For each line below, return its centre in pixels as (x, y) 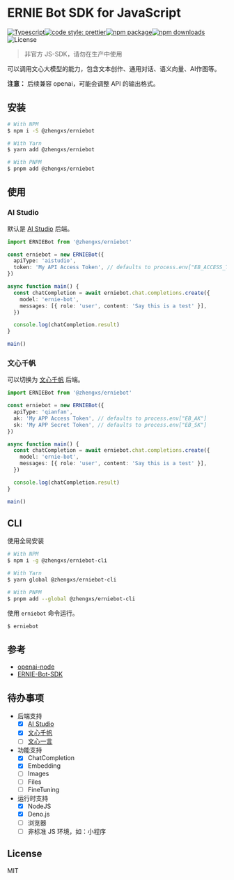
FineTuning (44, 789)
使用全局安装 (25, 541)
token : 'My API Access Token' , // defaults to (82, 267)
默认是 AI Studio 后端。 (40, 229)
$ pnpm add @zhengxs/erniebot (51, 169)
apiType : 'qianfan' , (43, 412)
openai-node (36, 667)
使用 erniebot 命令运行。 (43, 613)
